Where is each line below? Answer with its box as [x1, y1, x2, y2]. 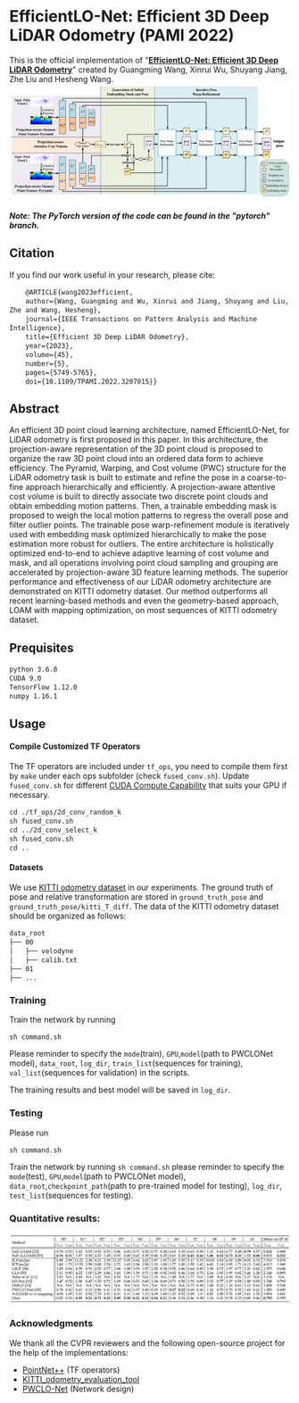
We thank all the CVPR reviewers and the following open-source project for [9, 1337, 286, 1349]
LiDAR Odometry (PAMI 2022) [9, 25, 235, 46]
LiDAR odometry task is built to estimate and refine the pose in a [9, 472, 245, 483]
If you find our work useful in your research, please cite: [9, 270, 216, 280]
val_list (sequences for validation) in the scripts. [9, 1067, 190, 1078]
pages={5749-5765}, [25, 368, 98, 377]
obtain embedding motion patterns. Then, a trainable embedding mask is [9, 501, 277, 511]
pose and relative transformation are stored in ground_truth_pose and [9, 892, 263, 902]
